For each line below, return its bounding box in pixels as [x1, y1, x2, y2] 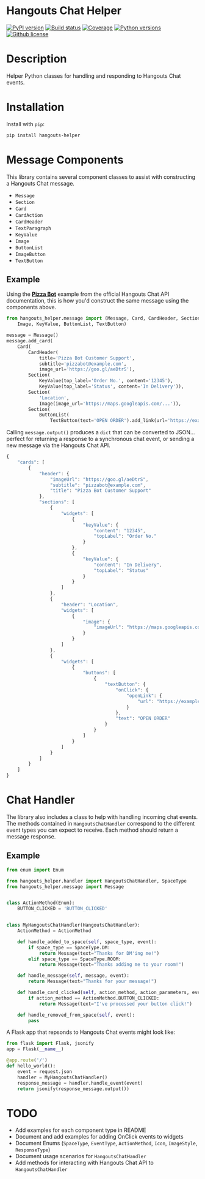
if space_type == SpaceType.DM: [28, 944, 111, 951]
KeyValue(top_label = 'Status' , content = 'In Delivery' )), [38, 383, 184, 390]
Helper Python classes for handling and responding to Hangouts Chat [6, 72, 181, 80]
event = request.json [17, 1068, 72, 1075]
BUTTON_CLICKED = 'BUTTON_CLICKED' [17, 906, 108, 912]
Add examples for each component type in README [15, 1126, 146, 1134]
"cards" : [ [17, 459, 45, 465]
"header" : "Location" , [60, 601, 119, 608]
